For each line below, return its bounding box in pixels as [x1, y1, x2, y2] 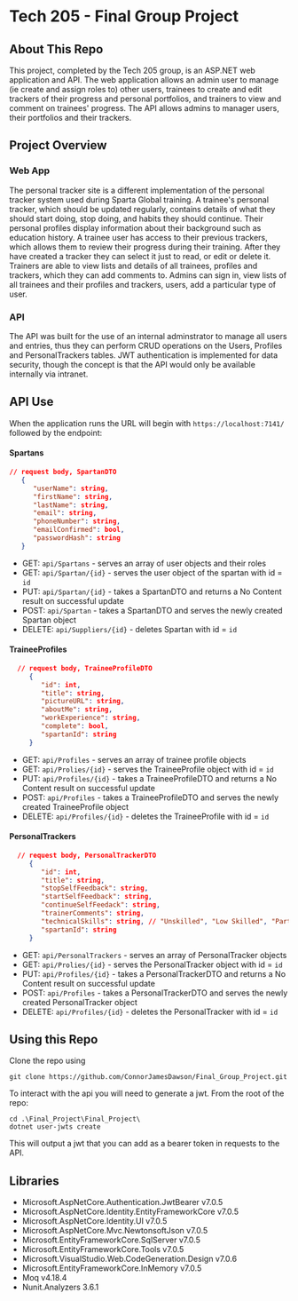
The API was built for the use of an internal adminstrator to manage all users [9, 330, 287, 341]
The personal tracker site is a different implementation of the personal [9, 185, 264, 195]
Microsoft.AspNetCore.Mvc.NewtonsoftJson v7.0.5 [21, 1226, 208, 1236]
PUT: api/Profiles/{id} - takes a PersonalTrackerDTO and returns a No [21, 968, 286, 979]
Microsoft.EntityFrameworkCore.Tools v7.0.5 [21, 1244, 184, 1255]
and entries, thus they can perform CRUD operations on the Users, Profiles [9, 340, 283, 351]
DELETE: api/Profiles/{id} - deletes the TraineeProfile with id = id [21, 811, 270, 821]
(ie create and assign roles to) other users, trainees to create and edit [9, 84, 263, 94]
